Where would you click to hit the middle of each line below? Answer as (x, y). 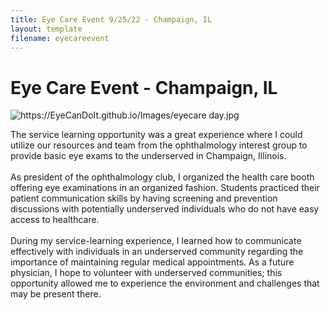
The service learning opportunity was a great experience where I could (156, 135)
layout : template (46, 29)
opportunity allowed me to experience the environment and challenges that (165, 283)
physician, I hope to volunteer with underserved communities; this (146, 273)
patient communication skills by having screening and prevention (144, 198)
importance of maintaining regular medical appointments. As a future (152, 262)
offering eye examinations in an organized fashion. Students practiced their (165, 188)
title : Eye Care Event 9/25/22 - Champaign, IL (111, 19)
